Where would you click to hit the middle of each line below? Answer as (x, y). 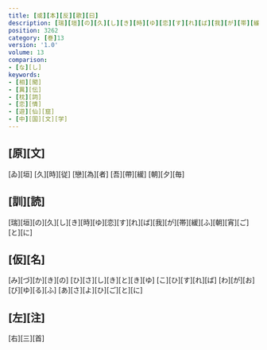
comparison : (28, 60)
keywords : (25, 75)
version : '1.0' (33, 45)
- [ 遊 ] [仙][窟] (32, 112)
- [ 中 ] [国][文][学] (38, 119)
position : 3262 (33, 30)
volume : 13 (26, 52)
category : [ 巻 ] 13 (37, 38)
